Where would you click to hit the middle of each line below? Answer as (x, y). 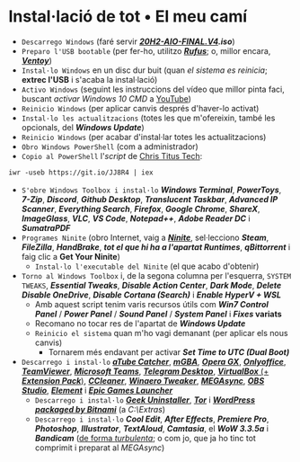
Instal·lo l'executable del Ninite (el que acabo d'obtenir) (147, 266)
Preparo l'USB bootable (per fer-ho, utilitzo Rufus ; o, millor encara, (146, 50)
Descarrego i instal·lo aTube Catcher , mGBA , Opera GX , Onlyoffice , (154, 361)
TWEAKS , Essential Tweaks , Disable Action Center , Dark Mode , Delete (151, 285)
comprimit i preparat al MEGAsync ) (100, 448)
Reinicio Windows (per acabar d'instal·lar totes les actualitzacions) (144, 137)
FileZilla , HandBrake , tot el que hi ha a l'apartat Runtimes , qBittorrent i (156, 247)
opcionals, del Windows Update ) (83, 127)
